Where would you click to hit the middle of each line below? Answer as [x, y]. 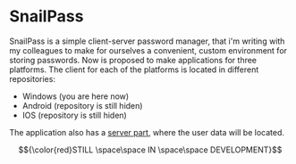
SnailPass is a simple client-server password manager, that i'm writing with [147, 41]
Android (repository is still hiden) [82, 105]
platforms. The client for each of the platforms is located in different [134, 70]
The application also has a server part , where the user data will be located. [147, 132]
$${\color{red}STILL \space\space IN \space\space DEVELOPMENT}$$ [150, 150]
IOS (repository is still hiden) [74, 115]
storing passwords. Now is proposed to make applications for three [133, 60]
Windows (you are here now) [76, 96]
